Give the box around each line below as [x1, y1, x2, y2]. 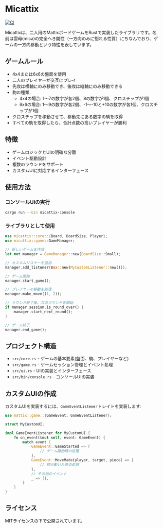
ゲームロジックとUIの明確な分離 [12, 149, 76, 155]
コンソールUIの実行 [5, 198, 50, 205]
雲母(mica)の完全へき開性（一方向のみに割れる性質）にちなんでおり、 [13, 35, 154, 41]
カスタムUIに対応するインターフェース [12, 167, 89, 173]
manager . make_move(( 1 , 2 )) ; [5, 292, 62, 297]
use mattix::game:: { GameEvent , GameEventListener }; [5, 413, 112, 418]
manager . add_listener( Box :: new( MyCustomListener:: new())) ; [5, 265, 127, 270]
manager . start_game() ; [5, 278, 51, 283]
